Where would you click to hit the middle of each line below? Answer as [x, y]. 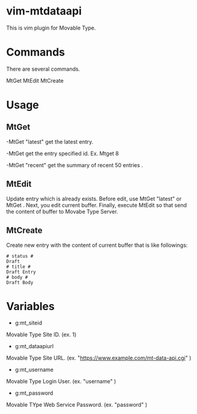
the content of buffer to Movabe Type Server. [62, 211]
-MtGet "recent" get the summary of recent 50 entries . [74, 165]
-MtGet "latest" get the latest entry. [50, 142]
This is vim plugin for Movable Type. [51, 28]
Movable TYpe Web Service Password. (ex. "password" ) [77, 405]
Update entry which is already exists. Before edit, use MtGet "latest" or [94, 199]
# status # [20, 256]
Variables [31, 306]
